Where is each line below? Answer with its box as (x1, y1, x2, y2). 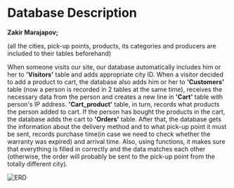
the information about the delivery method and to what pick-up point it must (7, 122, 227, 130)
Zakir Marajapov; (7, 28, 58, 36)
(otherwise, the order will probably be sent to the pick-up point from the (7, 152, 216, 161)
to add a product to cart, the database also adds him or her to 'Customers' (7, 77, 225, 86)
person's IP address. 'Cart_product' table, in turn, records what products (7, 100, 220, 108)
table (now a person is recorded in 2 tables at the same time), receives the (7, 85, 223, 93)
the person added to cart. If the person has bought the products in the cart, (7, 107, 226, 116)
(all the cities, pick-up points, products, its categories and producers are (7, 41, 216, 50)
